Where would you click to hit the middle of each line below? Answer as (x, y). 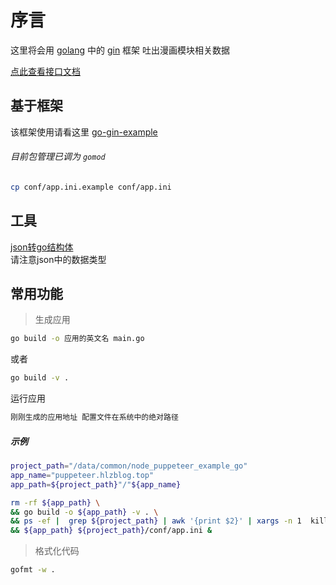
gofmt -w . (33, 570)
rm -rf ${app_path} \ (55, 502)
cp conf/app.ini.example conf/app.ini (91, 187)
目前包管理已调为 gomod (58, 157)
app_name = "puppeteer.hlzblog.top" (82, 475)
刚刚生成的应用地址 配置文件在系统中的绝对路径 (94, 417)
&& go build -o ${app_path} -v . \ (84, 512)
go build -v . (40, 378)
